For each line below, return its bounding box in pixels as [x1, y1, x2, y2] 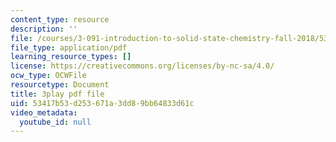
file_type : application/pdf [10, 42, 128, 53]
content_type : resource [10, 14, 110, 25]
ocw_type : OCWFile [10, 71, 87, 81]
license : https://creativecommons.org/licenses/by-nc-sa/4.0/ [10, 61, 275, 71]
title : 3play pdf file [10, 89, 105, 99]
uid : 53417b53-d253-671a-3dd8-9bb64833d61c [10, 98, 195, 108]
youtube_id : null [19, 117, 92, 127]
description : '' [10, 24, 78, 34]
